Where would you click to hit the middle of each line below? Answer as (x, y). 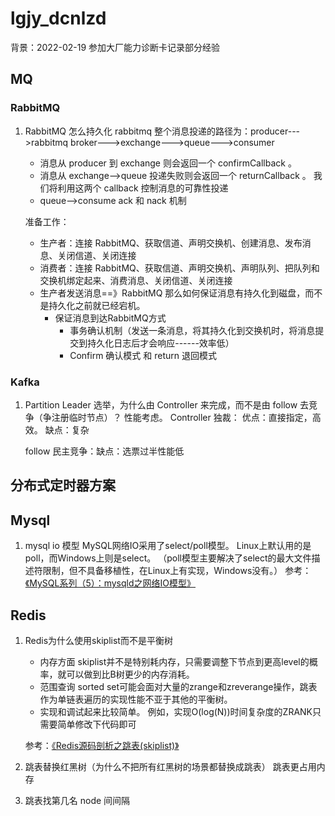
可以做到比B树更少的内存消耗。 (130, 674)
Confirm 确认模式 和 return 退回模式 (143, 355)
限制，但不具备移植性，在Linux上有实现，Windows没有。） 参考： (177, 571)
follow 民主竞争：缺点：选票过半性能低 (104, 451)
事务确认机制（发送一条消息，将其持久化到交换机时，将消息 (192, 330)
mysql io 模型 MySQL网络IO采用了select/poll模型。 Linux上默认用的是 (168, 546)
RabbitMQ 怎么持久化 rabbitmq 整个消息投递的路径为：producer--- (162, 131)
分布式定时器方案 (63, 485)
